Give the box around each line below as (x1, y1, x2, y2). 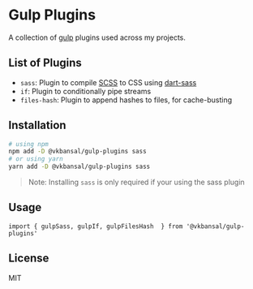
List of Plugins (8, 56, 83, 70)
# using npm (8, 140, 49, 148)
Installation (8, 119, 66, 132)
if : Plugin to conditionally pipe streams (19, 86, 152, 96)
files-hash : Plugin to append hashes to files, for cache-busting (19, 95, 233, 105)
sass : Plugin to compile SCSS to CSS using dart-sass (19, 77, 197, 87)
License (8, 252, 49, 265)
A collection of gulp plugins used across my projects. (8, 32, 187, 42)
